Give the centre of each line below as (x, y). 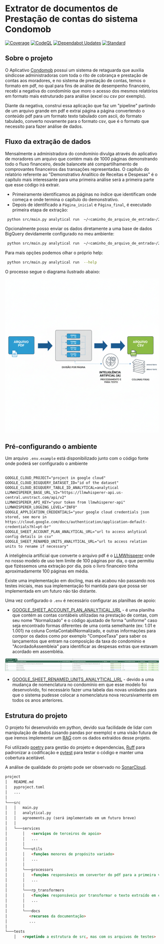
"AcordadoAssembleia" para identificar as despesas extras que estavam (85, 646)
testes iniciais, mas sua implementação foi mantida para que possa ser (76, 586)
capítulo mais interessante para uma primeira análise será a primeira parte (80, 180)
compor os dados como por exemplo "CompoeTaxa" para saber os (80, 636)
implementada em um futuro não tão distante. (51, 591)
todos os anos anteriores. (38, 700)
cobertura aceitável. (25, 758)
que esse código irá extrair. (32, 184)
